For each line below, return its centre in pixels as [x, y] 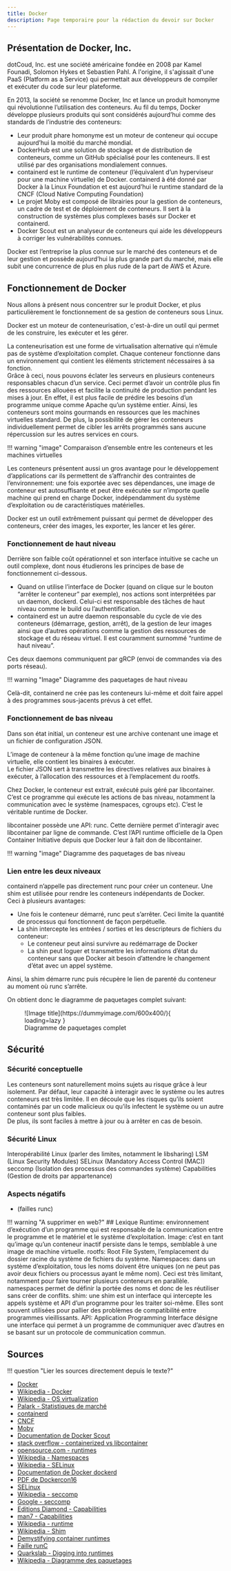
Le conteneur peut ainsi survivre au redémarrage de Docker [112, 943]
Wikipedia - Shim [41, 1531]
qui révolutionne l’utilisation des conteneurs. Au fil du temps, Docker [104, 107]
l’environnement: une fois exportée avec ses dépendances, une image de [111, 483]
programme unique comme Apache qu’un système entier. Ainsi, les [102, 405]
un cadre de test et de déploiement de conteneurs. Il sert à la [104, 209]
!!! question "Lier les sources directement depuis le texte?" [90, 1371]
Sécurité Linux [32, 1139]
